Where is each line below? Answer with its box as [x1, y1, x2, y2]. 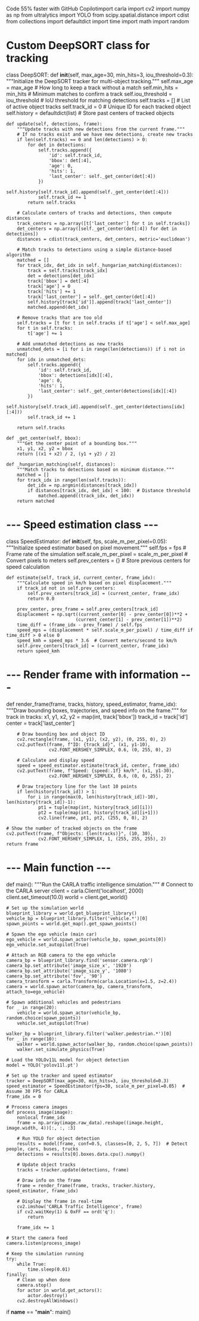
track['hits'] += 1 [27, 289, 76, 294]
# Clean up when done [17, 1277, 70, 1283]
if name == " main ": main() [6, 1308, 71, 1316]
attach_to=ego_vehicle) [6, 989, 66, 995]
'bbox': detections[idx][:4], [38, 372, 113, 378]
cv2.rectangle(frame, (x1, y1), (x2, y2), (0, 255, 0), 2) [17, 736, 167, 742]
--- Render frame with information [6, 668, 179, 682]
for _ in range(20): [6, 1004, 58, 1010]
